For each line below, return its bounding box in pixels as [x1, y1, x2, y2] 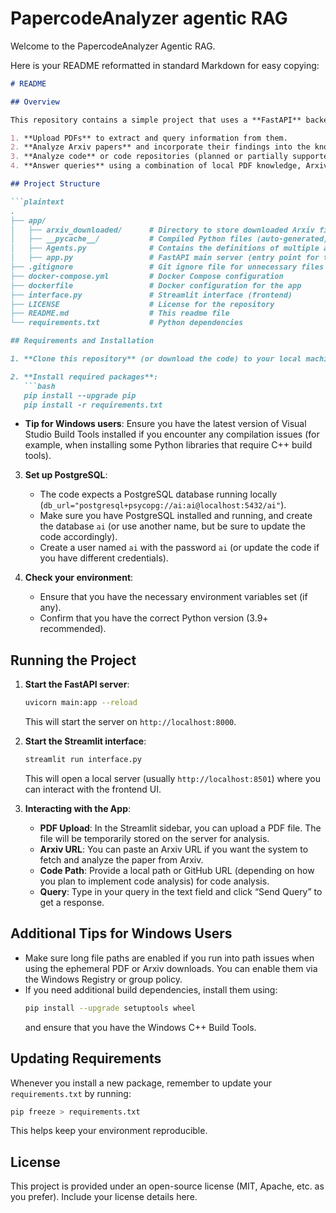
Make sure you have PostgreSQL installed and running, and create [39, 510, 313, 522]
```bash [23, 381, 56, 391]
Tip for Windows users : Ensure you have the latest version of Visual [24, 418, 307, 430]
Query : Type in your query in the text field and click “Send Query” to [39, 886, 323, 897]
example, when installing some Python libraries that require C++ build [24, 439, 313, 451]
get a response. [39, 897, 105, 908]
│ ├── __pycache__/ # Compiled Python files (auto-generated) [10, 234, 329, 244]
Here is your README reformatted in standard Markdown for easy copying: [10, 59, 320, 71]
